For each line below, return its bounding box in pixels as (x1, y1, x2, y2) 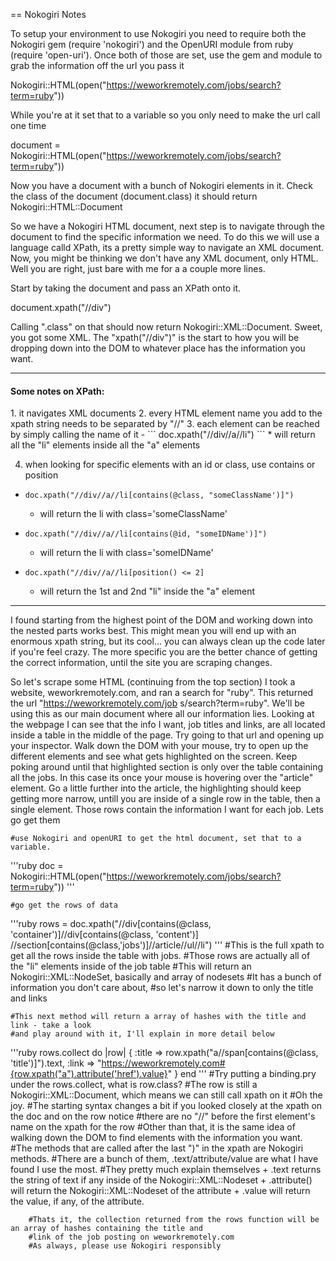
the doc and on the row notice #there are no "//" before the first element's (10, 1110, 316, 1123)
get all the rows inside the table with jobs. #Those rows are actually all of (10, 950, 311, 962)
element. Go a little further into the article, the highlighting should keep (10, 782, 302, 794)
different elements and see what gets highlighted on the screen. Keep (10, 750, 298, 763)
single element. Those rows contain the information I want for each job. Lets (10, 804, 324, 816)
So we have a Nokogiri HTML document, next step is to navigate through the (10, 220, 326, 232)
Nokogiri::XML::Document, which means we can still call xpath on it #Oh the (10, 1089, 323, 1101)
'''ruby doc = (10, 860, 64, 872)
